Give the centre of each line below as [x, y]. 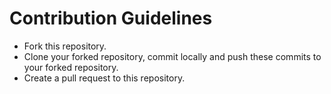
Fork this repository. [65, 46]
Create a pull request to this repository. [104, 78]
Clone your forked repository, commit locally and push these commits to [172, 56]
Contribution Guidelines [111, 18]
